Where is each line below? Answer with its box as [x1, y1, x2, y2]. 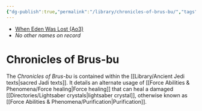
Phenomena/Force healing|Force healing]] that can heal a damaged [6, 85, 173, 92]
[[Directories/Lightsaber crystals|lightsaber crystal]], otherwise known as [6, 91, 188, 99]
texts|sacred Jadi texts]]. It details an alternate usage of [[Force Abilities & [6, 79, 190, 86]
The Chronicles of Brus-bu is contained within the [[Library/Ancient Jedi [6, 73, 185, 80]
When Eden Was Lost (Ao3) [14, 25, 84, 32]
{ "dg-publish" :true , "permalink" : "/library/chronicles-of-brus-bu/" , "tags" [6, 8, 198, 15]
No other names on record [14, 31, 81, 39]
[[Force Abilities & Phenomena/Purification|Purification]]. [6, 98, 147, 105]
